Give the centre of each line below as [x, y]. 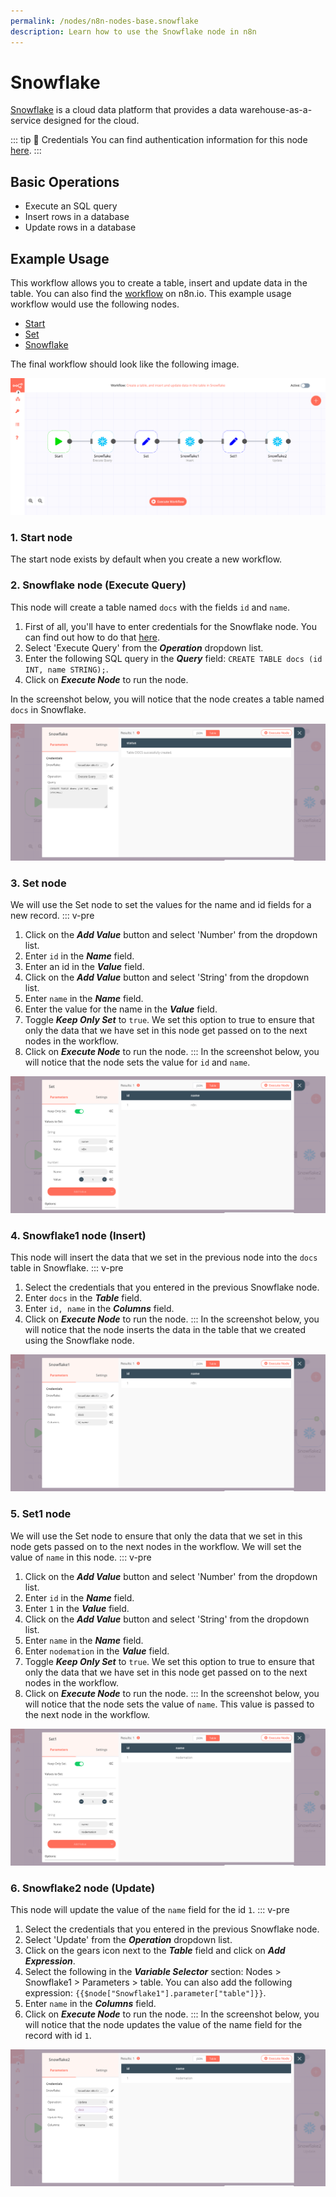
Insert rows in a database [77, 217]
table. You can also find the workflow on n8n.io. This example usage [151, 294]
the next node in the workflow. [87, 1714]
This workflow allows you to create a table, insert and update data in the [159, 283]
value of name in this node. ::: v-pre [81, 1557]
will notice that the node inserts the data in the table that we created [165, 1330]
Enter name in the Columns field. [90, 2003]
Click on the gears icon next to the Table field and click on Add [155, 1950]
